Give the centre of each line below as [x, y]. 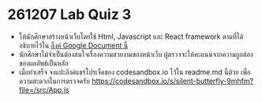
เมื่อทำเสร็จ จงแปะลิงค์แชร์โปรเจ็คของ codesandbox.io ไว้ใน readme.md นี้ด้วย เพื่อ [135, 72]
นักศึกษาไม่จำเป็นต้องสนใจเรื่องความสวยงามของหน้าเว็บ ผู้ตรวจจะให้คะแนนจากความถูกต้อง [136, 54]
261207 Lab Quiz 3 [69, 15]
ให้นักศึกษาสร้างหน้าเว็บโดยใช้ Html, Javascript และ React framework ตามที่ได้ [131, 36]
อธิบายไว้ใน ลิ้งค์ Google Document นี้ [73, 45]
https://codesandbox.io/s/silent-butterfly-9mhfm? [172, 81]
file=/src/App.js [44, 89]
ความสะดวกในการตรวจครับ [54, 81]
